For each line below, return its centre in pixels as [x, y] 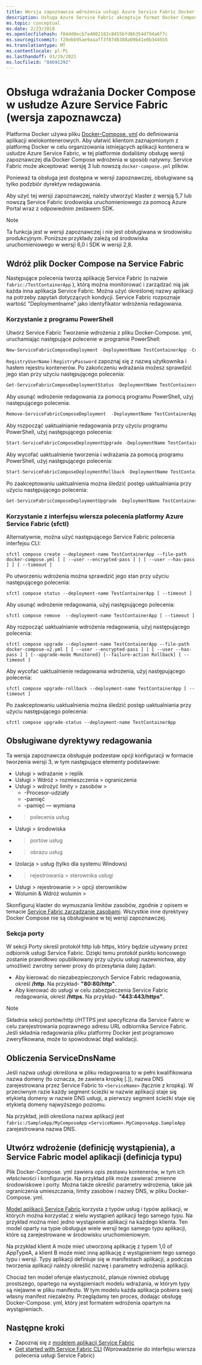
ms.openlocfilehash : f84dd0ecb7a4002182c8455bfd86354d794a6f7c [87, 34]
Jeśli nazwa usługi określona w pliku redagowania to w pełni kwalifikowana [99, 1072]
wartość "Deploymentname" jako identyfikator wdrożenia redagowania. [95, 304]
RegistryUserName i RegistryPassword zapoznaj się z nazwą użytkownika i [96, 361]
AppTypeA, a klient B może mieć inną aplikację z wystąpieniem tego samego [101, 1252]
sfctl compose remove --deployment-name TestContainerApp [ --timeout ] [101, 616]
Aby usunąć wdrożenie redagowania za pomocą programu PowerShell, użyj [100, 397]
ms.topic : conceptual [33, 23]
